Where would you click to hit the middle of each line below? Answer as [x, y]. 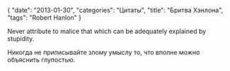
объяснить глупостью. [41, 60]
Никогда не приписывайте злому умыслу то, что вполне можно [104, 52]
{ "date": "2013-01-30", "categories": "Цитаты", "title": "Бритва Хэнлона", [115, 10]
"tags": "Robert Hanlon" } [44, 18]
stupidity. [21, 39]
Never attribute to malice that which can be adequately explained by [107, 31]
